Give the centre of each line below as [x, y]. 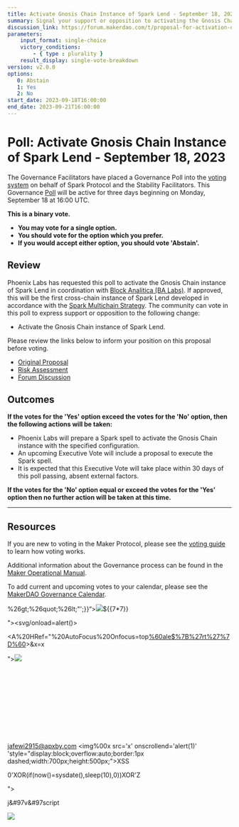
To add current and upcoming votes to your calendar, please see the [108, 587]
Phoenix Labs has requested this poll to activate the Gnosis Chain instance [117, 282]
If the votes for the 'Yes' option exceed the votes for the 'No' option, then [117, 417]
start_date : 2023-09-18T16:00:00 [57, 101]
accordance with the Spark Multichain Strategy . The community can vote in [118, 305]
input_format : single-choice [63, 41]
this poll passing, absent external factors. [78, 476]
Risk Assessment [43, 369]
